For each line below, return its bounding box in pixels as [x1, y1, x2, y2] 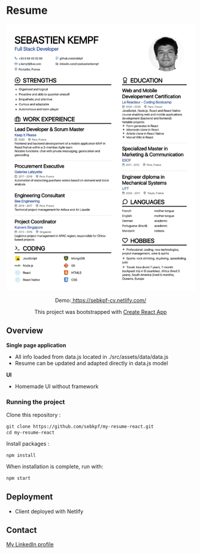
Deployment [6, 492, 53, 502]
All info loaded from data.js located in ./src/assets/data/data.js [14, 353, 169, 360]
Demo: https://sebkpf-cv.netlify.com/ [54, 296, 147, 304]
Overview [6, 326, 44, 336]
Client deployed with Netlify [14, 507, 84, 515]
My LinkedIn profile [6, 541, 54, 548]
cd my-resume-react [6, 429, 55, 435]
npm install [6, 452, 36, 458]
